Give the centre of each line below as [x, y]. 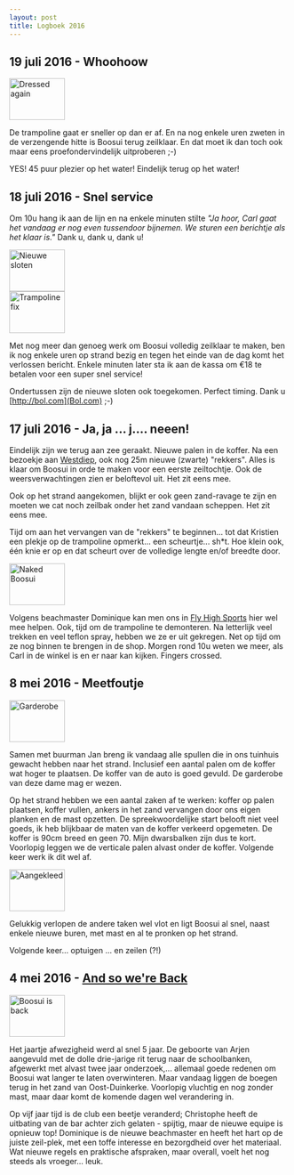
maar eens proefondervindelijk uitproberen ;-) [93, 151]
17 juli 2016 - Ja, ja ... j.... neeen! [99, 429]
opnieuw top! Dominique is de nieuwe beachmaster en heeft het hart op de [146, 1132]
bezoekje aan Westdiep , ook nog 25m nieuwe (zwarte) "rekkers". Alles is [142, 459]
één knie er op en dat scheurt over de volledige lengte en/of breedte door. [145, 551]
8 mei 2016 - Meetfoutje [77, 683]
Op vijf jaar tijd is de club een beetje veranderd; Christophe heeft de [134, 1114]
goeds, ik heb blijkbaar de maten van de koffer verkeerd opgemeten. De [141, 828]
